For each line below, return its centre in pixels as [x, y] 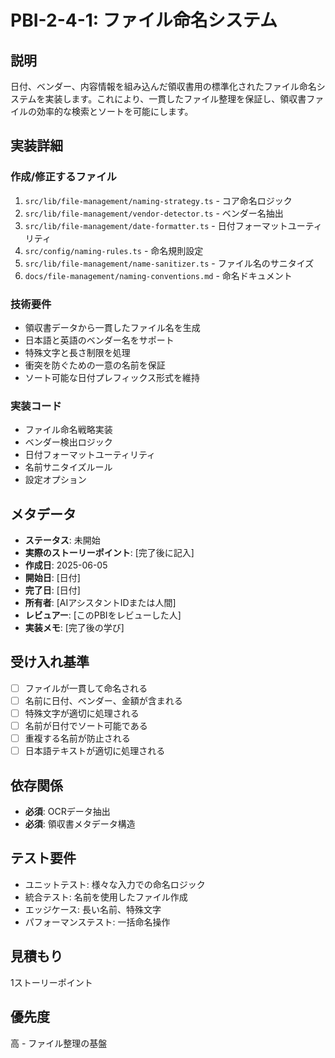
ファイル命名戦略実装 [68, 430]
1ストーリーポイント [51, 982]
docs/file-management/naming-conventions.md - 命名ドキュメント [158, 275]
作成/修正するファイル [63, 177]
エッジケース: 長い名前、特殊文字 [93, 909]
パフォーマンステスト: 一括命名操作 [97, 922]
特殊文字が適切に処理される [82, 713]
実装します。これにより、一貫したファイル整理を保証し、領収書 [175, 99]
